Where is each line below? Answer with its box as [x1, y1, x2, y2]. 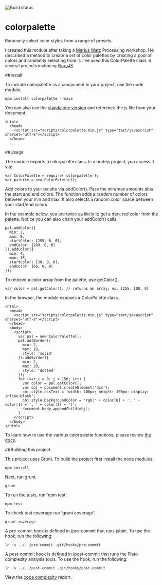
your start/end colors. [5, 201, 49, 207]
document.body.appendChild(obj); [22, 406, 91, 411]
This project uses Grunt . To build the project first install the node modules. [5, 456, 154, 462]
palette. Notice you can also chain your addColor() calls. [5, 216, 118, 222]
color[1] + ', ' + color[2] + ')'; [5, 402, 77, 407]
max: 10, [22, 346, 40, 352]
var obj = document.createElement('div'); [22, 385, 110, 390]
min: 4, [9, 251, 25, 256]
